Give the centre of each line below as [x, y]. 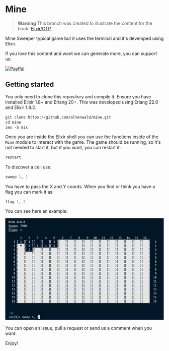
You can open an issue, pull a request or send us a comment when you [79, 328]
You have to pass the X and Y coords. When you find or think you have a [80, 186]
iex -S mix [17, 127]
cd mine [13, 122]
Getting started [30, 84]
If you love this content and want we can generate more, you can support [81, 53]
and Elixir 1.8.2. [21, 107]
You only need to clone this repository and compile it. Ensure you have [78, 96]
